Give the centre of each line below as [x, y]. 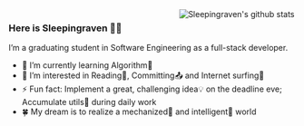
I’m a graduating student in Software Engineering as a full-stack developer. [148, 48]
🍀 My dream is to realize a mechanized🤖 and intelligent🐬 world [139, 111]
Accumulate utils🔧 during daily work [89, 102]
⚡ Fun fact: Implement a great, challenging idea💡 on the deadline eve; [152, 89]
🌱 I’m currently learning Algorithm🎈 [87, 65]
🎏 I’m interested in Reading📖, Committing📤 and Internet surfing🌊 [143, 75]
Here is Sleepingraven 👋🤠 [65, 28]
